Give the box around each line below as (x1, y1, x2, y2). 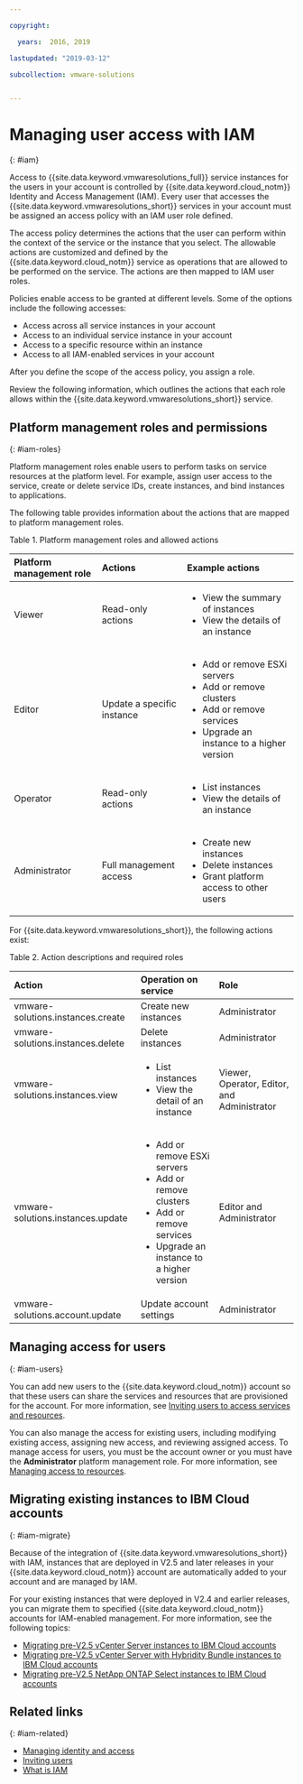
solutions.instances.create (14, 1012, 125, 1023)
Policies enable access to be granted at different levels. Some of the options (9, 293, 293, 304)
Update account (140, 1298, 209, 1309)
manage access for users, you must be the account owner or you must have (9, 1446, 293, 1457)
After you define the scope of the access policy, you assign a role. (9, 366, 255, 377)
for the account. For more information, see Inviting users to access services (9, 1400, 291, 1410)
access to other (202, 882, 269, 893)
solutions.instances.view (14, 1089, 119, 1101)
